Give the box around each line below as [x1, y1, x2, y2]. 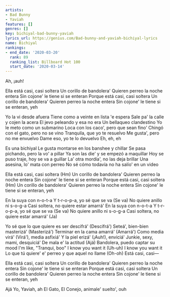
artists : [5, 7, 24, 13]
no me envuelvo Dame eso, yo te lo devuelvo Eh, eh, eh [5, 136, 121, 142]
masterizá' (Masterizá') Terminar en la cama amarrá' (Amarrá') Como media [5, 229, 164, 235]
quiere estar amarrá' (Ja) [5, 214, 57, 220]
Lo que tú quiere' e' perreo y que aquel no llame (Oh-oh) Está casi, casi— [5, 250, 159, 256]
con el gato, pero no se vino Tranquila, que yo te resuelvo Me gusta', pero [5, 130, 160, 136]
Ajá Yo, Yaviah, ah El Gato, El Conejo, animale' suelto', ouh [5, 286, 127, 292]
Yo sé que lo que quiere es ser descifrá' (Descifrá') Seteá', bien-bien [5, 223, 149, 229]
